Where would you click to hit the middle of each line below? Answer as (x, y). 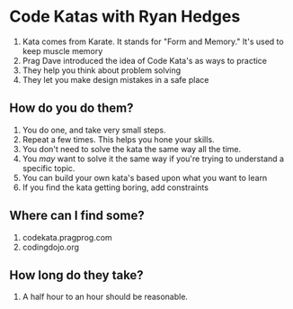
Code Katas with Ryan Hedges (125, 17)
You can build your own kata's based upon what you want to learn (145, 177)
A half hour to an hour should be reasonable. (105, 297)
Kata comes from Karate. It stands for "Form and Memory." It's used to (153, 41)
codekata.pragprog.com (67, 237)
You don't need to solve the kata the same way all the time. (132, 149)
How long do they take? (76, 275)
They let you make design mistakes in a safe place (115, 79)
